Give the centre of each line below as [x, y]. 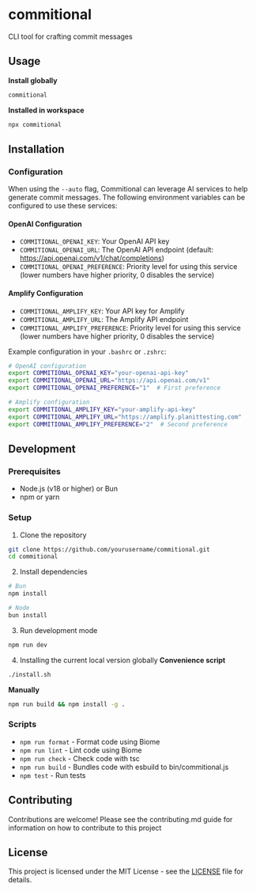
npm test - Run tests [53, 775]
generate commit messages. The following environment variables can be [127, 197]
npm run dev [28, 645]
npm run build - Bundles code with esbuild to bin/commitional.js [124, 767]
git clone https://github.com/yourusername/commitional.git [109, 549]
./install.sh [30, 674]
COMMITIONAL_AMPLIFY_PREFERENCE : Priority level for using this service [130, 328]
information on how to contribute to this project [85, 828]
